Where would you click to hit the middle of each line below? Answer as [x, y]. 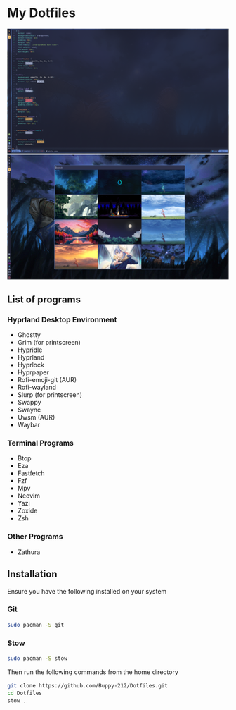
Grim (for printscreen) [49, 343]
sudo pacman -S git [36, 625]
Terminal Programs [40, 443]
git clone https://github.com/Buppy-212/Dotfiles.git [88, 685]
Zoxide [27, 511]
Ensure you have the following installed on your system [87, 591]
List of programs [44, 299]
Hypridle [30, 350]
